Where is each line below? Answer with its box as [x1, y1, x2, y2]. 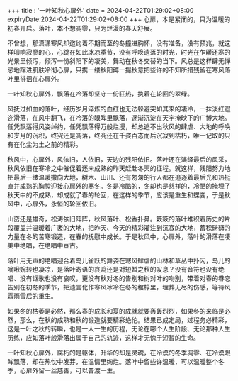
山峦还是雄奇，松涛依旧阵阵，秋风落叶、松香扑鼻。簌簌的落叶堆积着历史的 [7, 215, 225, 223]
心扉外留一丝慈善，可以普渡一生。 [19, 366, 119, 375]
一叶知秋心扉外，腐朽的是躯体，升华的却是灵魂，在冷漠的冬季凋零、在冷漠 [7, 348, 225, 357]
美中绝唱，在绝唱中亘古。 [7, 241, 82, 250]
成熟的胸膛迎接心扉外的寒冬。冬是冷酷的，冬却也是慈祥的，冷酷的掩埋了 [19, 182, 231, 190]
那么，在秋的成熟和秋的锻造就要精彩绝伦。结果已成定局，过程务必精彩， [19, 316, 231, 324]
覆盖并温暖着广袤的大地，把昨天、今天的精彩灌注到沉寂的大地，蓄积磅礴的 [13, 223, 231, 232]
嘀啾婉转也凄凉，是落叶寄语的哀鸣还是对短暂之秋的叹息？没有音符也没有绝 [7, 265, 225, 273]
